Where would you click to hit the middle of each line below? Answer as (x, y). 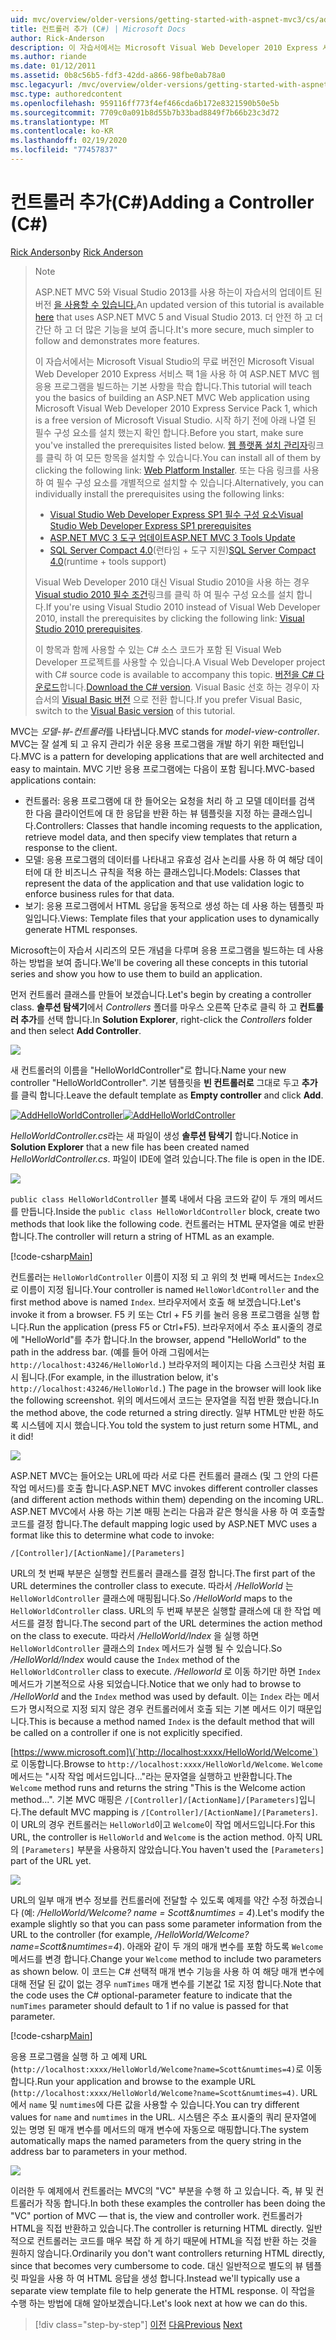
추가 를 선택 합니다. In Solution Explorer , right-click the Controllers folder (166, 1019)
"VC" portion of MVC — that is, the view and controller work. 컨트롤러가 (156, 2215)
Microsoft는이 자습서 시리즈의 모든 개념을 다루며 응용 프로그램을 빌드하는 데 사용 (167, 950)
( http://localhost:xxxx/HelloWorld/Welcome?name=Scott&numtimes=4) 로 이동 (166, 2068)
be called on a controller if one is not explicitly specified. (126, 1732)
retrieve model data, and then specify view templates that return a (161, 837)
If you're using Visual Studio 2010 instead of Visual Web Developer (183, 607)
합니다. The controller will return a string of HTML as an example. (142, 1236)
